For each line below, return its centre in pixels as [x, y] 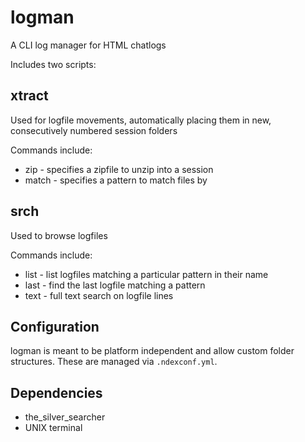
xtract [29, 96]
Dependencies [56, 392]
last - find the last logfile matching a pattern [115, 285]
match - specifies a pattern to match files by [116, 180]
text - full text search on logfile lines [99, 295]
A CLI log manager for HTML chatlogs [88, 45]
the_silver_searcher [65, 417]
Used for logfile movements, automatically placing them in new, [141, 120]
